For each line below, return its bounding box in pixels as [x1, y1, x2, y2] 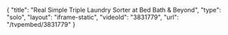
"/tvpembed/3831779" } [6, 21, 76, 28]
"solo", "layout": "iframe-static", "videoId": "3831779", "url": [6, 13, 180, 21]
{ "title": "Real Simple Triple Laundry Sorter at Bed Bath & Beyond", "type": [6, 6, 222, 14]
